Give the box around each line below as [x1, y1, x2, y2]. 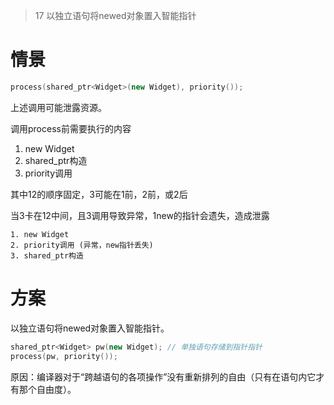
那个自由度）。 [18, 383, 77, 395]
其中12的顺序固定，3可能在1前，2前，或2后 [10, 188, 188, 200]
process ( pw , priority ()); [10, 351, 118, 361]
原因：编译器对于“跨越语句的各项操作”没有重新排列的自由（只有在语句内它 [10, 370, 317, 383]
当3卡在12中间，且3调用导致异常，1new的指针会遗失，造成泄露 [10, 209, 270, 221]
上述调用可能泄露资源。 [10, 101, 107, 113]
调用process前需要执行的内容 [10, 122, 132, 134]
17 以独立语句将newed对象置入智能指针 [34, 10, 197, 21]
